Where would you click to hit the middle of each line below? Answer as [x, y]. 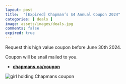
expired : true [20, 33]
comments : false [22, 28]
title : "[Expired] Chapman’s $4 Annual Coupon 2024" [63, 14]
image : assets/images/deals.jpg [39, 24]
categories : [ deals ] [29, 19]
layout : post [19, 10]
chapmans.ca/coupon [36, 66]
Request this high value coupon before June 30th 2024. [63, 47]
